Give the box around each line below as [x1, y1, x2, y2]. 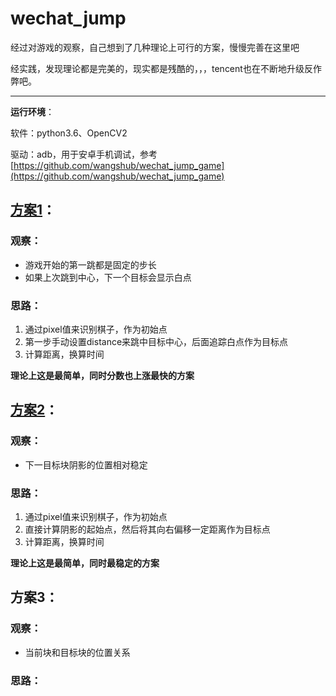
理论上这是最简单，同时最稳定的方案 [10, 557, 160, 569]
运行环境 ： [10, 105, 55, 117]
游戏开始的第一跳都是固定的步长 [24, 258, 157, 271]
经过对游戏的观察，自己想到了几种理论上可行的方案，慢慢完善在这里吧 [10, 41, 300, 53]
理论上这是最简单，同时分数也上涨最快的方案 [10, 369, 195, 381]
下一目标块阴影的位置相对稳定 [24, 458, 148, 471]
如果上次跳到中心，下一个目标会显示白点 [24, 271, 192, 283]
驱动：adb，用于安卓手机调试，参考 [10, 148, 158, 160]
